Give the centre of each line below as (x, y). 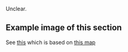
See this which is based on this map (51, 42)
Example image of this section (64, 28)
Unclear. (16, 9)
